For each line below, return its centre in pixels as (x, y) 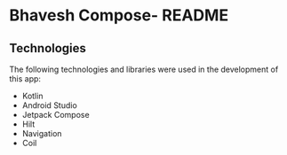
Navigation (42, 133)
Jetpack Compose (56, 115)
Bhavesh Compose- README (119, 15)
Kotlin (32, 96)
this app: (25, 79)
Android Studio (49, 105)
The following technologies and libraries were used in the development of (144, 69)
